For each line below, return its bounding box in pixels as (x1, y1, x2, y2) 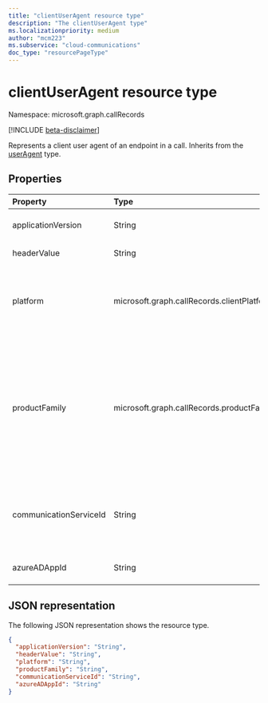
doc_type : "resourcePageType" (8, 49, 109, 57)
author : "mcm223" (8, 34, 66, 42)
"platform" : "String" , (15, 658, 91, 666)
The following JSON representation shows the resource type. (8, 620, 210, 630)
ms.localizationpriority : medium (8, 26, 120, 34)
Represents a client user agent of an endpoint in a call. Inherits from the (8, 141, 244, 150)
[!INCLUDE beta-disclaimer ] (8, 125, 100, 134)
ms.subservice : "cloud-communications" (8, 42, 141, 50)
